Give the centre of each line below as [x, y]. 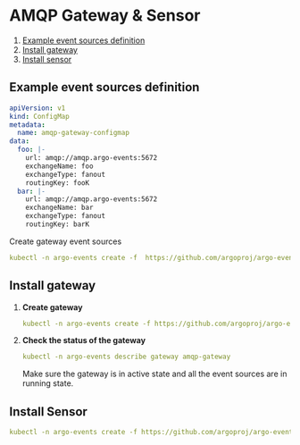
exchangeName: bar [59, 208]
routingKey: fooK [58, 183]
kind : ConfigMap [39, 116]
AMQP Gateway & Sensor [105, 16]
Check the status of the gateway [83, 340]
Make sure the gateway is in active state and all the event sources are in [154, 374]
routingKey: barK [58, 224]
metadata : [28, 125]
